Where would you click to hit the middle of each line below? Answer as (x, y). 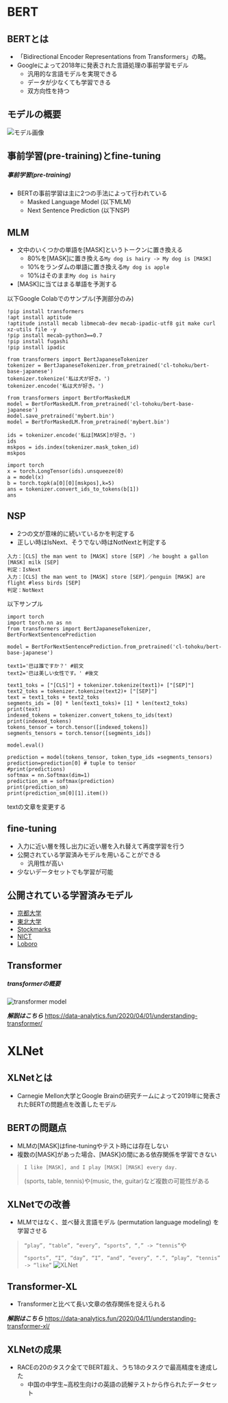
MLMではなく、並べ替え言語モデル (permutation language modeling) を (118, 1222)
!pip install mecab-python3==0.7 (55, 335)
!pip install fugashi (38, 341)
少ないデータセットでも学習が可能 (65, 871)
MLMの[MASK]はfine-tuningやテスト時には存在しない (93, 1145)
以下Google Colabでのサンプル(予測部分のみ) (71, 298)
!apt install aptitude (39, 317)
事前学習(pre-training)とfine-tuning (84, 156)
